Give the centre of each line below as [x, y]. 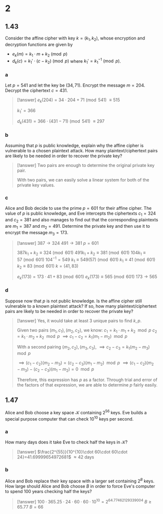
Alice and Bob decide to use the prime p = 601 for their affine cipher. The [78, 208]
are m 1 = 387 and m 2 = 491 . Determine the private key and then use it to [78, 227]
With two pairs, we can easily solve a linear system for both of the [83, 180]
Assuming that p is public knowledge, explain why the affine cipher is [74, 146]
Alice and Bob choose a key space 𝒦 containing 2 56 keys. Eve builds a [76, 412]
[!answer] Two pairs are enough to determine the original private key [86, 165]
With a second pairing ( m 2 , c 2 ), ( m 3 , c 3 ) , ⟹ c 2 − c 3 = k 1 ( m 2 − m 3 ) [83, 348]
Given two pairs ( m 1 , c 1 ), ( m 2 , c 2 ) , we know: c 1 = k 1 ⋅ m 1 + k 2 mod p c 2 [87, 330]
